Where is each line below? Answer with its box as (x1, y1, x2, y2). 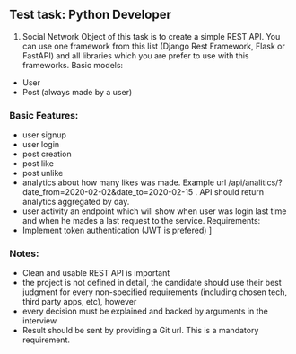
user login (22, 139, 60, 150)
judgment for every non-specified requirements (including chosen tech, (22, 287, 287, 297)
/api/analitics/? (228, 177, 283, 188)
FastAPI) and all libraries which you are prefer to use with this (22, 49, 249, 61)
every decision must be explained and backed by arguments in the (22, 305, 269, 317)
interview (22, 315, 57, 326)
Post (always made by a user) (22, 86, 133, 97)
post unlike (22, 168, 64, 179)
